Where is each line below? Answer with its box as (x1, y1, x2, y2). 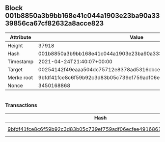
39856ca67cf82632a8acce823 (5, 19, 104, 28)
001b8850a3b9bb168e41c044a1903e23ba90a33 (5, 12, 160, 20)
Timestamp (7, 58, 34, 65)
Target (7, 66, 23, 73)
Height (7, 42, 23, 49)
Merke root (7, 74, 33, 81)
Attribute (9, 34, 31, 41)
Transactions (5, 102, 38, 109)
